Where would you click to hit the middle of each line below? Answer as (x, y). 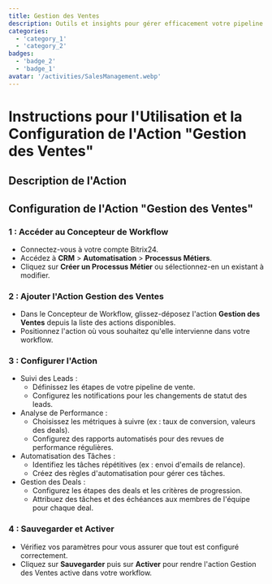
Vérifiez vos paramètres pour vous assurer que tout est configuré (130, 547)
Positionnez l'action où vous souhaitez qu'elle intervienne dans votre (135, 331)
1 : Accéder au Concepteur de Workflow (89, 231)
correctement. (44, 555)
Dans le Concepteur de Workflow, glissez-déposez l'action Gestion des (140, 314)
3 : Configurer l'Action (53, 361)
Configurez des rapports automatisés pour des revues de (128, 439)
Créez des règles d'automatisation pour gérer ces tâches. (129, 474)
